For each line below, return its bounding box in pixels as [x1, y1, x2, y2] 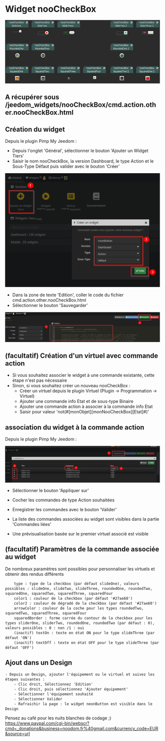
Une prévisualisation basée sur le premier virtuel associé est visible [12, 530, 149, 537]
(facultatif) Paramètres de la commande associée [5, 545, 160, 554]
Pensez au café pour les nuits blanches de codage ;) [5, 715, 111, 721]
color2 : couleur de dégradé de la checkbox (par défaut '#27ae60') [14, 601, 157, 606]
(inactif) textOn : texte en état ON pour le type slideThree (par [14, 630, 155, 635]
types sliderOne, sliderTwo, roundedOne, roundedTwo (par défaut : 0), [5, 620, 155, 625]
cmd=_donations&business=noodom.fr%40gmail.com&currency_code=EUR [5, 726, 159, 732]
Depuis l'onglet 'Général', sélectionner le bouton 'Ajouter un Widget [12, 148, 149, 154]
